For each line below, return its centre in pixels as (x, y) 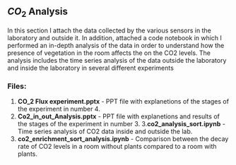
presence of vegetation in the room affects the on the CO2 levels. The (109, 53)
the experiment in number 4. (59, 109)
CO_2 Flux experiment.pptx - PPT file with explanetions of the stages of (123, 102)
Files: (17, 86)
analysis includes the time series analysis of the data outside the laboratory (117, 60)
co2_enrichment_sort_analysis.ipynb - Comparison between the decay (123, 139)
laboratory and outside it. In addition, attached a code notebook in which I (115, 38)
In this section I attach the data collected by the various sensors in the (110, 30)
